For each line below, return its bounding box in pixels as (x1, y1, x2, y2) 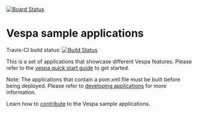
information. (6, 88, 37, 96)
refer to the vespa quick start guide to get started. (6, 64, 130, 71)
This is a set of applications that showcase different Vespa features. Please (6, 57, 192, 65)
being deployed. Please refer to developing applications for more (6, 82, 167, 89)
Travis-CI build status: (6, 46, 61, 53)
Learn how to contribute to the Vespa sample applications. (6, 100, 151, 107)
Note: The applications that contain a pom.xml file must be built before (6, 75, 181, 83)
